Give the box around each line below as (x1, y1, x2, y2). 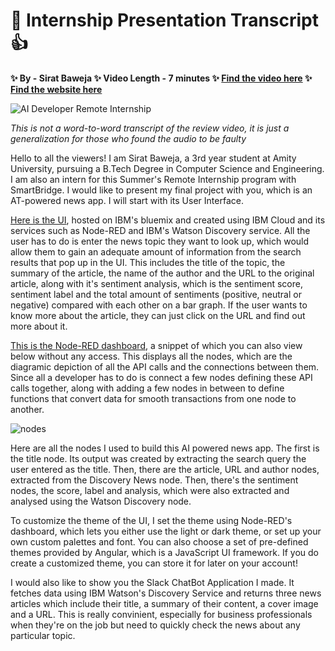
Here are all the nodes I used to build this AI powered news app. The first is (10, 442, 320, 454)
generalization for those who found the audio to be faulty (10, 132, 247, 144)
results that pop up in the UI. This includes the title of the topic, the (10, 256, 286, 268)
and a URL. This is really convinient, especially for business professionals (10, 608, 313, 620)
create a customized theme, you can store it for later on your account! (10, 557, 298, 569)
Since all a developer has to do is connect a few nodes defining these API (10, 371, 313, 383)
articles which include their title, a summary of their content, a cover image (10, 597, 319, 609)
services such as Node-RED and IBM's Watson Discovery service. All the (10, 224, 311, 236)
